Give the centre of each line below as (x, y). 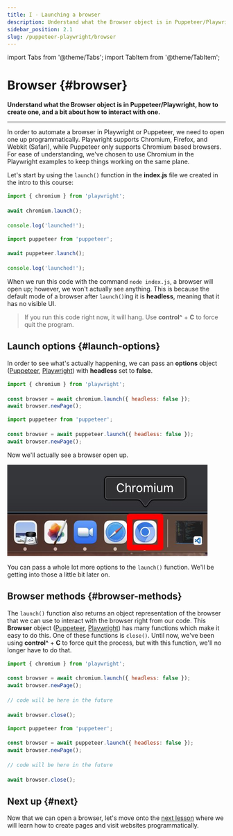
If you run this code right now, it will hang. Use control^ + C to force (121, 317)
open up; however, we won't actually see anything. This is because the (109, 289)
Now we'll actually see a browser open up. (68, 455)
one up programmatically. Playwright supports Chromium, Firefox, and (107, 140)
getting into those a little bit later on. (59, 574)
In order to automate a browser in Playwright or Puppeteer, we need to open (116, 132)
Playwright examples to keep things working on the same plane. (98, 162)
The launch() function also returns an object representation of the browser (114, 613)
